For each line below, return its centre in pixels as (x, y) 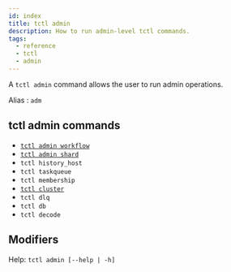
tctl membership (47, 180)
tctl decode (40, 215)
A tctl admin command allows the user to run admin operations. (116, 84)
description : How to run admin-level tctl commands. (99, 31)
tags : (17, 39)
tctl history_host (51, 163)
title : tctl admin (39, 24)
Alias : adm (25, 100)
